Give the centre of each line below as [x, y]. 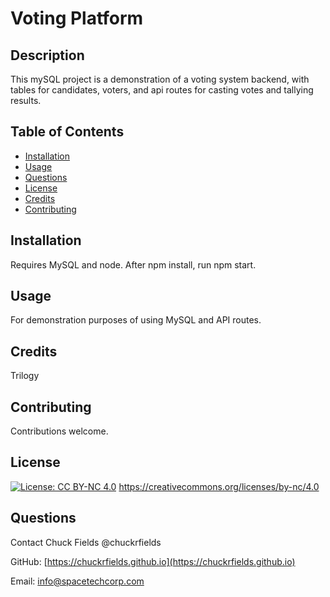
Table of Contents [67, 132]
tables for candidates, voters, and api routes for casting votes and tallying [162, 90]
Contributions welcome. [59, 431]
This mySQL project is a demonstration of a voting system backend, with [160, 79]
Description [47, 55]
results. [26, 100]
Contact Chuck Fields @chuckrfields [86, 542]
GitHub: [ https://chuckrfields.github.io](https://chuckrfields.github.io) [153, 561]
